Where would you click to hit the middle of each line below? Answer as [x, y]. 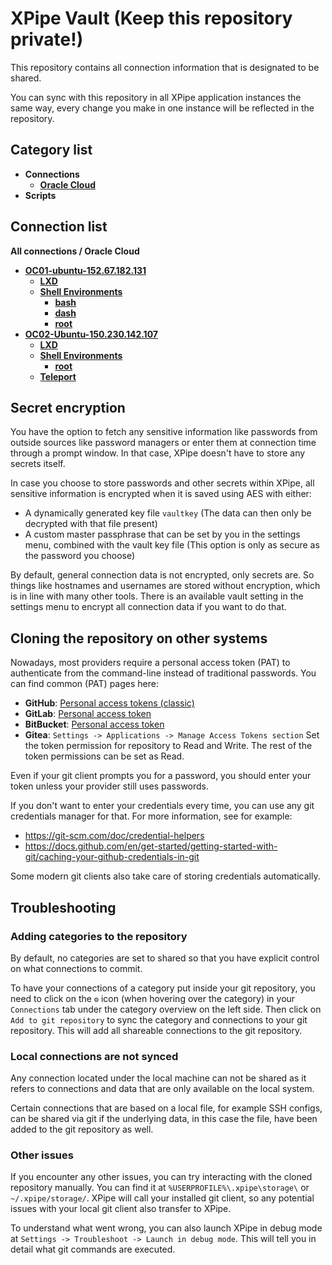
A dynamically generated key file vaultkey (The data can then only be [168, 513]
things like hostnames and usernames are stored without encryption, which [165, 586]
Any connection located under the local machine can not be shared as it [158, 1078]
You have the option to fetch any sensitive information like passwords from [164, 432]
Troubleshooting [63, 907]
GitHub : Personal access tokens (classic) [109, 703]
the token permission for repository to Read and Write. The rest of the [168, 746]
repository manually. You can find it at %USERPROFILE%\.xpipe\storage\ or [160, 1188]
